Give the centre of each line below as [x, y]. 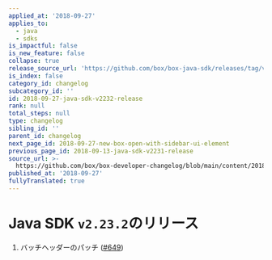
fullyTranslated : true [47, 181]
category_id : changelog [49, 83]
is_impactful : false [43, 46]
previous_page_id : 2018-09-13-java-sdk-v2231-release [101, 151]
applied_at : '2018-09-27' [52, 16]
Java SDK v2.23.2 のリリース [104, 224]
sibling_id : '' [34, 128]
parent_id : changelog [45, 136]
